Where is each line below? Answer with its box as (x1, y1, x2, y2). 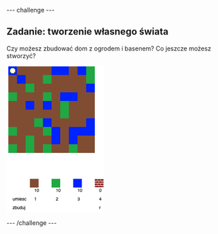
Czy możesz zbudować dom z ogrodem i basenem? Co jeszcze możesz (6, 44, 212, 53)
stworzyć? (6, 51, 36, 60)
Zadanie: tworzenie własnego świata (6, 26, 169, 37)
